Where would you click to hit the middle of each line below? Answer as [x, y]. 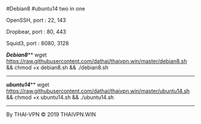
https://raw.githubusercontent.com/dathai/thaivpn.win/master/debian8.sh [97, 61]
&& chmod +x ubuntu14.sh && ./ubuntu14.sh [60, 97]
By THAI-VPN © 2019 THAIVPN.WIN [51, 114]
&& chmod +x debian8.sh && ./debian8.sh [57, 67]
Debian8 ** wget [27, 55]
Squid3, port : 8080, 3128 [38, 43]
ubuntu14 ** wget [28, 85]
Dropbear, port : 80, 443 [36, 32]
